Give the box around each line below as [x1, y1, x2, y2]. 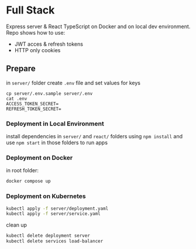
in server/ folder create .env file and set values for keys [6, 79, 140, 86]
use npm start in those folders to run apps [6, 139, 108, 146]
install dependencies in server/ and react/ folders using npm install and [6, 133, 183, 140]
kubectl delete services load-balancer [6, 238, 104, 244]
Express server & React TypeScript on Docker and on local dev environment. [6, 23, 191, 30]
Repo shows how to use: [6, 29, 66, 36]
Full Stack [6, 4, 55, 17]
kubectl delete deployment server [6, 233, 91, 239]
